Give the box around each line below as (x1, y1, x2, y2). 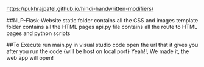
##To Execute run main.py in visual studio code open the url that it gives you (6, 42, 199, 48)
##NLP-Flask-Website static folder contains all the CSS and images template (6, 17, 199, 24)
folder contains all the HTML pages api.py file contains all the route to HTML (6, 24, 198, 30)
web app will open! (6, 54, 54, 61)
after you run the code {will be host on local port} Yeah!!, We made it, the (6, 48, 189, 55)
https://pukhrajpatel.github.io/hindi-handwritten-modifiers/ (6, 5, 154, 12)
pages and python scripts (6, 30, 71, 37)
